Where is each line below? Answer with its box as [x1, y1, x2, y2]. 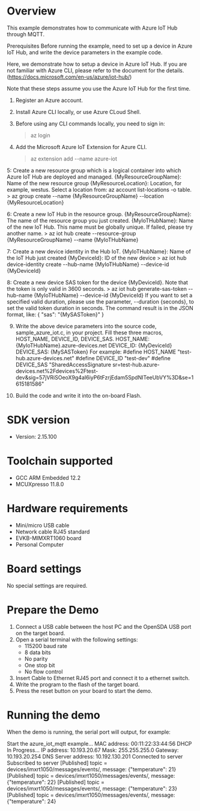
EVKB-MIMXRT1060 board [15, 534, 82, 541]
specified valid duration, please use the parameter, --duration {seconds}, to [7, 297, 195, 305]
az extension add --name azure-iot [30, 155, 118, 162]
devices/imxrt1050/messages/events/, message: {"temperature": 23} [7, 784, 178, 792]
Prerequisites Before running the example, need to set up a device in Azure [7, 42, 193, 49]
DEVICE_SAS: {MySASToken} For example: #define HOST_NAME [15, 348, 177, 355]
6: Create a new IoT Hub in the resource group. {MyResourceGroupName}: [7, 210, 192, 218]
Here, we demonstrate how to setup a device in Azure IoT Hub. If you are [7, 60, 187, 68]
